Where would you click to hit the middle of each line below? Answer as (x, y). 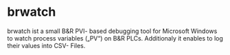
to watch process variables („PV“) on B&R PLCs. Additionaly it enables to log (115, 38)
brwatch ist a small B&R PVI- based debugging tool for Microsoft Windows (112, 31)
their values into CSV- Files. (46, 45)
